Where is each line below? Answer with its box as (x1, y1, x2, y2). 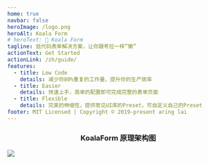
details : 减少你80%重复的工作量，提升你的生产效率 (20, 75, 153, 83)
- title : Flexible (13, 96, 68, 103)
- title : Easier (13, 82, 61, 89)
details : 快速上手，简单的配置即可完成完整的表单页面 (20, 89, 158, 96)
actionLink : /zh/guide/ (7, 56, 77, 63)
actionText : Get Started (7, 50, 80, 57)
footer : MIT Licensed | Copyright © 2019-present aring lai (7, 108, 188, 115)
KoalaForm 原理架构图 (80, 133, 156, 143)
